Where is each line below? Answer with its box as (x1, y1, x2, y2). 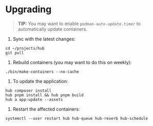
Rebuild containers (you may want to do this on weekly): (12, 59, 132, 65)
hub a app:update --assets (5, 97, 63, 102)
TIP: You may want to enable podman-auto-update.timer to (17, 20, 141, 27)
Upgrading (5, 4, 52, 15)
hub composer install (5, 88, 52, 93)
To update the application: (12, 78, 68, 84)
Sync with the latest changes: (12, 36, 75, 42)
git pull (5, 50, 24, 55)
